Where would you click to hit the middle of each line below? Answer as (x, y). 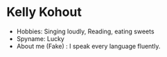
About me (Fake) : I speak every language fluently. (88, 46)
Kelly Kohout (44, 12)
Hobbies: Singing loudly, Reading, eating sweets (85, 31)
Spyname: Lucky (41, 38)
